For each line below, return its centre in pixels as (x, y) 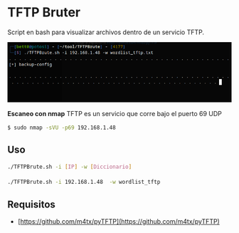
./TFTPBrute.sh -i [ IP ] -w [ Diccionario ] (70, 167)
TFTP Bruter (44, 12)
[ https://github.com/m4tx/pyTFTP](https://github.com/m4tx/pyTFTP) (119, 221)
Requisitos (31, 204)
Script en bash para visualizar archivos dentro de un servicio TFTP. (106, 32)
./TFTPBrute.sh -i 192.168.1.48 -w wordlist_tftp (84, 182)
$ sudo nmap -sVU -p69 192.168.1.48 (62, 128)
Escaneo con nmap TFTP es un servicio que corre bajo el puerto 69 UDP (115, 113)
